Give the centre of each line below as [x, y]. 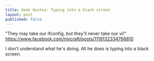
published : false [24, 19]
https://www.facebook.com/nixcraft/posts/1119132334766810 [69, 39]
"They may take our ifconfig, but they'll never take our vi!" [66, 34]
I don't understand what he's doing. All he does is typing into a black [77, 49]
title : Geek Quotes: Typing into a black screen [58, 10]
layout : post [19, 15]
